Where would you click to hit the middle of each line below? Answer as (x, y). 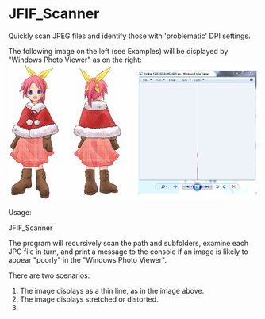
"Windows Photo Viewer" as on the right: (75, 60)
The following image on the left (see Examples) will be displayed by (118, 51)
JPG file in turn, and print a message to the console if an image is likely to (128, 252)
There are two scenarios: (49, 275)
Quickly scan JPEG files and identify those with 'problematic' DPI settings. (129, 36)
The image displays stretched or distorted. (89, 299)
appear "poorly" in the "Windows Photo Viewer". (87, 259)
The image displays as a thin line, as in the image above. (112, 290)
